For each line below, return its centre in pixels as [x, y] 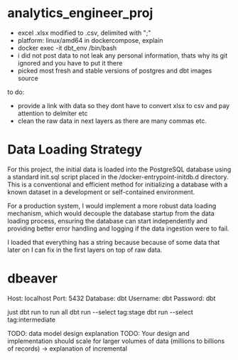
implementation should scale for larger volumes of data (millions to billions [116, 341]
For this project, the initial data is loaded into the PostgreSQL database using [119, 169]
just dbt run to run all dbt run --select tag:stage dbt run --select [100, 312]
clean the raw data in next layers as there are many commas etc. [112, 121]
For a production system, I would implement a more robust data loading [112, 206]
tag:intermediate [31, 319]
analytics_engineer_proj [80, 13]
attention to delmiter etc [53, 113]
